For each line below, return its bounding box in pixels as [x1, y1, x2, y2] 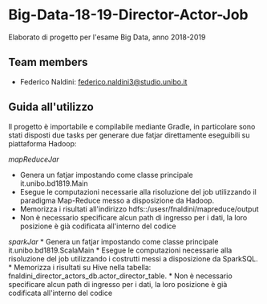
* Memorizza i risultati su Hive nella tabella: [8, 262, 152, 272]
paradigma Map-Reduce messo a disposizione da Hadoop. [19, 195, 215, 205]
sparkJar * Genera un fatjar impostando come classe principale [8, 236, 219, 246]
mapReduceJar [8, 154, 60, 164]
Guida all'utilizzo [8, 101, 94, 114]
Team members [8, 55, 88, 69]
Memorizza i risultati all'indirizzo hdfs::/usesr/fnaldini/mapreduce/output [19, 203, 259, 214]
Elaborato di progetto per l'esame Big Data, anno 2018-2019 [8, 32, 206, 42]
